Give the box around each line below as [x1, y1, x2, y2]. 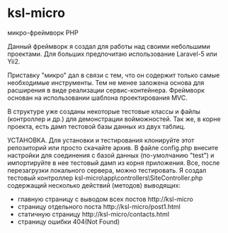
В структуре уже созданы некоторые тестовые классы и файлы [7, 107, 200, 115]
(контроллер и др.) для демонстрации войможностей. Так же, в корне [7, 115, 221, 123]
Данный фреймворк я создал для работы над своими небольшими [7, 42, 211, 50]
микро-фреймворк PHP [7, 28, 79, 37]
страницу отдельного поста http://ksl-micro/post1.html [17, 202, 181, 210]
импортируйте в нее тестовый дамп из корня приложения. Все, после [7, 158, 220, 167]
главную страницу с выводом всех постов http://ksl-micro [17, 195, 193, 203]
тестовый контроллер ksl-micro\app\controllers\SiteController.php [7, 174, 203, 182]
